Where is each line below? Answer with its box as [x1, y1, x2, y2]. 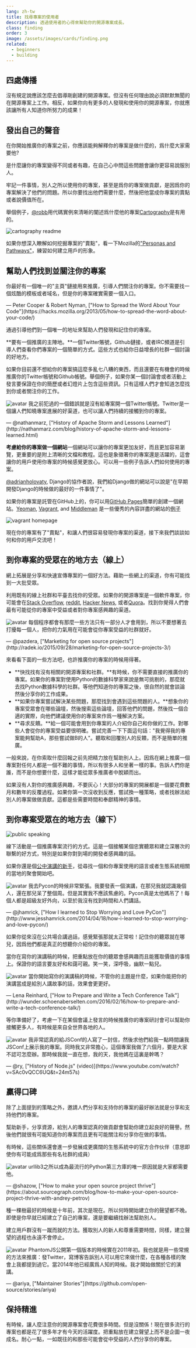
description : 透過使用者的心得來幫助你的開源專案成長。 [6, 19, 127, 25]
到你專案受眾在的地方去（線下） [6, 815, 121, 825]
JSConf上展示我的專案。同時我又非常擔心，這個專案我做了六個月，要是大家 [6, 1043, 188, 1050]
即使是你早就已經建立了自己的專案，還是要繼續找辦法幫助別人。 [6, 1214, 159, 1221]
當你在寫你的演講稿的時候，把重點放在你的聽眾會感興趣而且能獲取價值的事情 [6, 953, 190, 960]
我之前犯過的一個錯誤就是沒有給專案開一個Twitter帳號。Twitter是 [28, 400, 184, 407]
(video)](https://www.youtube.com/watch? [76, 1062, 179, 1069]
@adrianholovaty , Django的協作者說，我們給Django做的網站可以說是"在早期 [6, 478, 188, 485]
